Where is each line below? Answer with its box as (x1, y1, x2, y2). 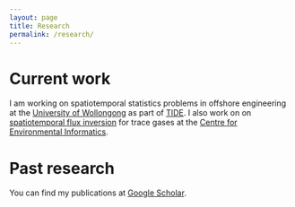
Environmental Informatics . (9, 126, 109, 137)
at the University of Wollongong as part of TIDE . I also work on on (9, 108, 252, 118)
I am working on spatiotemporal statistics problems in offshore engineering (9, 98, 287, 108)
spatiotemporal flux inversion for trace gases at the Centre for (9, 117, 238, 128)
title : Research (9, 22, 70, 30)
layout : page (9, 13, 58, 22)
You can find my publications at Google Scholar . (9, 187, 187, 198)
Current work (9, 68, 111, 89)
